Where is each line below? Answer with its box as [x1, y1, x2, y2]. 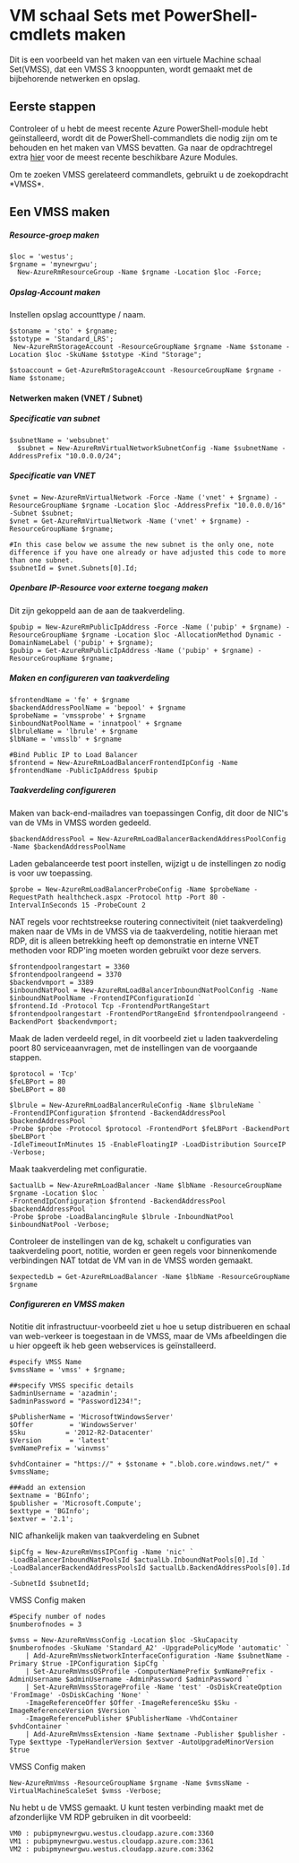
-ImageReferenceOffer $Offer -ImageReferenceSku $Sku [25, 1699, 230, 1708]
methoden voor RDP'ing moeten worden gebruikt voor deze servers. [9, 945, 261, 955]
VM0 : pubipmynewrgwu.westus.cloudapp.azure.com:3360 [9, 1829, 215, 1839]
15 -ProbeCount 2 [81, 901, 146, 910]
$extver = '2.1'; [9, 1515, 74, 1524]
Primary [9, 1659, 38, 1668]
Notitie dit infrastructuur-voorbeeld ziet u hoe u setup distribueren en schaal [9, 1321, 291, 1332]
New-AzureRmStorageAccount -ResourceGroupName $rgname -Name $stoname [13, 343, 282, 352]
